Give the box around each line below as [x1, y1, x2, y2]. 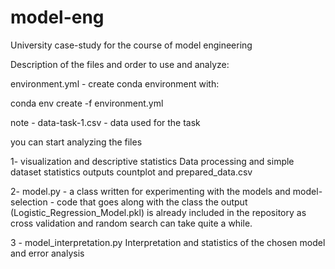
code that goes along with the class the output [56, 196, 248, 208]
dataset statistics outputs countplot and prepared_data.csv [10, 166, 253, 178]
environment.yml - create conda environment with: [10, 77, 220, 90]
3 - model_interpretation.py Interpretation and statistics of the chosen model [10, 236, 326, 248]
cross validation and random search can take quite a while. [10, 217, 253, 229]
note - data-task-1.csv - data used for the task [10, 116, 201, 128]
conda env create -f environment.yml [10, 97, 164, 109]
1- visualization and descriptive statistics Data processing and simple [10, 155, 295, 167]
